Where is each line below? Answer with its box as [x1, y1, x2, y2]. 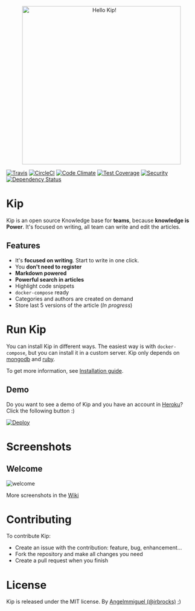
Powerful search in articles [14, 276, 85, 283]
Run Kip [6, 323, 46, 336]
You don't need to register [14, 263, 82, 270]
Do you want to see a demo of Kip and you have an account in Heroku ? [6, 400, 183, 408]
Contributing [6, 513, 72, 526]
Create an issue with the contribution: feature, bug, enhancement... [14, 544, 182, 551]
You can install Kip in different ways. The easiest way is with [6, 343, 156, 350]
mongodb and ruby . [6, 355, 56, 362]
